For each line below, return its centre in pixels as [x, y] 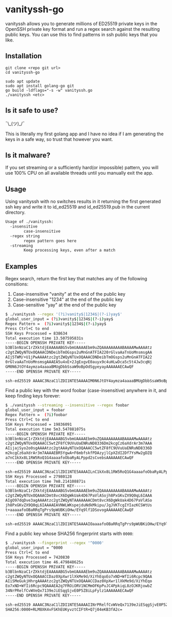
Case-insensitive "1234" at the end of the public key [68, 300]
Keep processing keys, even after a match [70, 250]
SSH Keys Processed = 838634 [36, 333]
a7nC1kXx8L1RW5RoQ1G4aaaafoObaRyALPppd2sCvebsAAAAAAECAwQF [70, 458]
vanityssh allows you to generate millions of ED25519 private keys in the [81, 24]
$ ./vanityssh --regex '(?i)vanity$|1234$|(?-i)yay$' [64, 314]
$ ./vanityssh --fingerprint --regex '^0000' [55, 543]
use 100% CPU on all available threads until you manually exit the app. [79, 173]
